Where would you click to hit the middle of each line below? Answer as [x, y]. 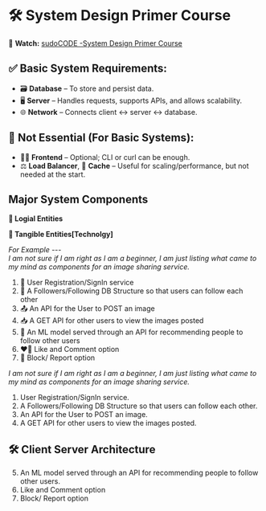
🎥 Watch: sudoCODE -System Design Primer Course [95, 43]
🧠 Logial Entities [36, 219]
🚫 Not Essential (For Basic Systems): [101, 138]
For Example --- [35, 250]
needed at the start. [53, 174]
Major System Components [78, 199]
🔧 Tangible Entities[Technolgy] [61, 235]
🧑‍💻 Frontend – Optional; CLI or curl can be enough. [105, 157]
